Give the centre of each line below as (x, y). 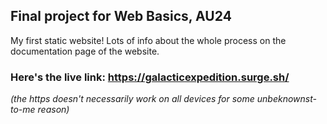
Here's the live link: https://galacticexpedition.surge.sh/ (150, 77)
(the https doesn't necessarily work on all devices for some (132, 99)
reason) (53, 110)
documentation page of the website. (85, 51)
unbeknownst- (286, 99)
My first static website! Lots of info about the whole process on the (148, 40)
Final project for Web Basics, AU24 (121, 16)
